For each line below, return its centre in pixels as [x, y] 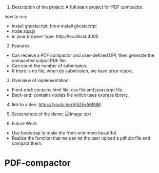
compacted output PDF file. [39, 60]
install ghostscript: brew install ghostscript [54, 26]
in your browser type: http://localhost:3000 [55, 36]
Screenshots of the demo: [38, 114]
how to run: [16, 16]
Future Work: [25, 123]
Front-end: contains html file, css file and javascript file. [68, 90]
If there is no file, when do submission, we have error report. [72, 71]
